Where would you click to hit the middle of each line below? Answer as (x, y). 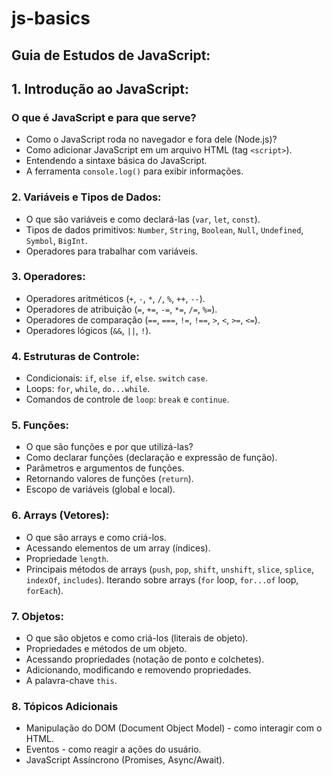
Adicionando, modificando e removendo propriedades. (138, 670)
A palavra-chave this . (71, 681)
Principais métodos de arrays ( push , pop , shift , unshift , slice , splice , (170, 569)
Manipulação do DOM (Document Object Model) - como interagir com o (174, 728)
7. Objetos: (37, 616)
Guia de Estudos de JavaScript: (111, 55)
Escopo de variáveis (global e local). (100, 489)
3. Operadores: (48, 277)
